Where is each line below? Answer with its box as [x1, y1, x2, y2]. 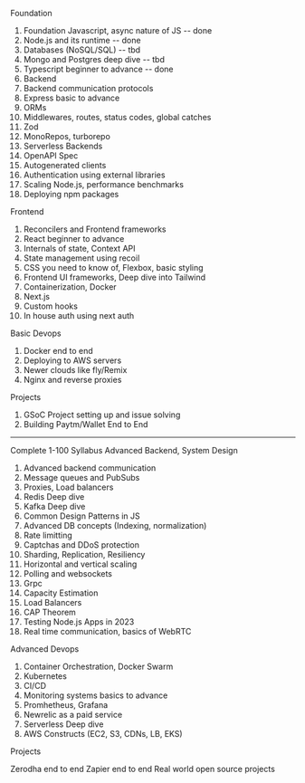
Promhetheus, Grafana [23, 700, 109, 710]
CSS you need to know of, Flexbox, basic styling [23, 263, 204, 272]
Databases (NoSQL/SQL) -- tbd [23, 44, 141, 55]
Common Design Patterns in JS [23, 511, 141, 521]
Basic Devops [10, 328, 62, 339]
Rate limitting [23, 530, 72, 540]
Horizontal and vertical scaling [23, 559, 138, 569]
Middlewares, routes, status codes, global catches [23, 112, 212, 122]
